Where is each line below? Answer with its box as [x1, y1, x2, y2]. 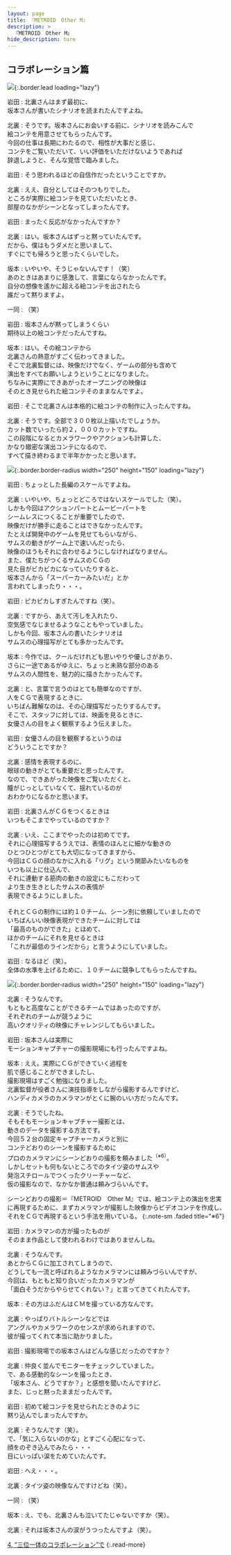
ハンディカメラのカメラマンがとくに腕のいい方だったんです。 [7, 1093, 182, 1102]
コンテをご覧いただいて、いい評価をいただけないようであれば [7, 147, 183, 155]
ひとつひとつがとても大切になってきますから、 [7, 847, 139, 856]
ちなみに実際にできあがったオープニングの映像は [7, 378, 147, 386]
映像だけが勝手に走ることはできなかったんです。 [7, 521, 146, 529]
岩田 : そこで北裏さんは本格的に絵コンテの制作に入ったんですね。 [7, 401, 195, 410]
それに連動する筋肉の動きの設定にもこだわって [7, 874, 141, 882]
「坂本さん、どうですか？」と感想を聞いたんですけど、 [7, 1378, 165, 1387]
